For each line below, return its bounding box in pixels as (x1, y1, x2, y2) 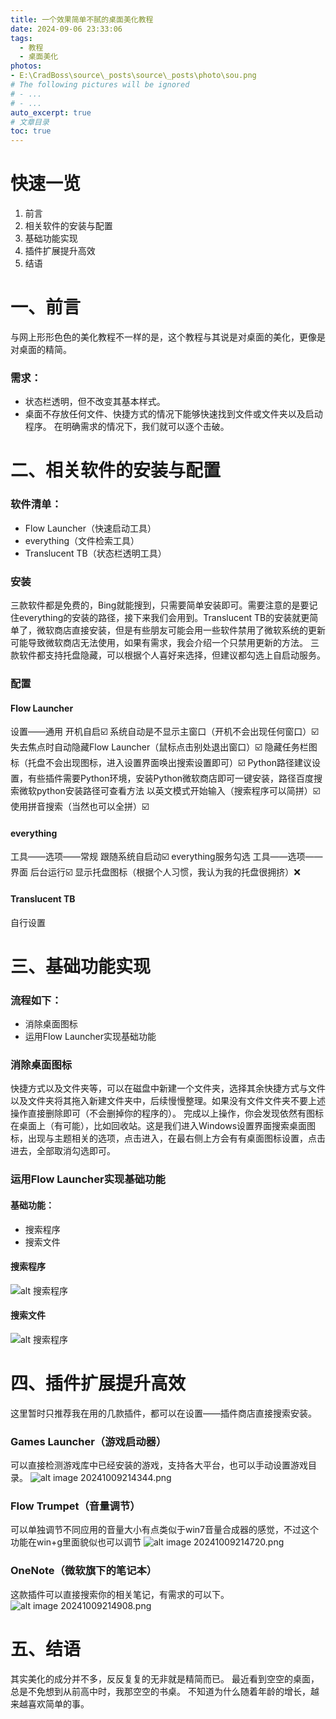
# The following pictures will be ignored (10, 80, 190, 90)
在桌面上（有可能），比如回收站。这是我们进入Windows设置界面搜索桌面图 (10, 1120, 317, 1132)
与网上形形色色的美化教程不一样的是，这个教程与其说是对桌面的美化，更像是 (10, 331, 326, 343)
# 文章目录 (10, 117, 50, 127)
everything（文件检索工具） (24, 534, 140, 546)
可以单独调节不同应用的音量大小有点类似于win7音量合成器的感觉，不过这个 (10, 1524, 320, 1536)
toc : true (10, 126, 52, 136)
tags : (10, 33, 33, 43)
